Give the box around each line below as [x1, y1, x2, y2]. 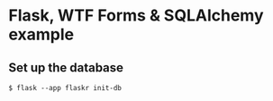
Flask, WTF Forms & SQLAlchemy [8, 5, 264, 26]
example [8, 24, 75, 45]
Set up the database [8, 60, 123, 75]
